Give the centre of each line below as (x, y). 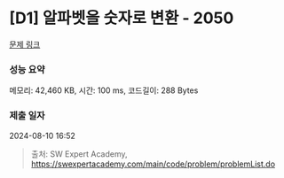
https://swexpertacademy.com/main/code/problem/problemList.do (153, 164)
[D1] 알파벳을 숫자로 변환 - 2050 (122, 18)
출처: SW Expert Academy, (79, 154)
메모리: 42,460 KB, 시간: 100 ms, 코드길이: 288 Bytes (104, 90)
